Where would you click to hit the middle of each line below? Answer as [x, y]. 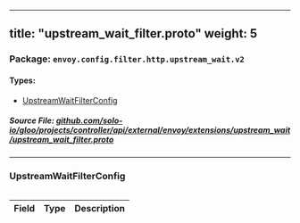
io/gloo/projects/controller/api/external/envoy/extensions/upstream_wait [150, 130]
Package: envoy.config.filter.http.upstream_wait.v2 [127, 59]
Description [100, 208]
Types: [22, 80]
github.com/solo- [89, 120]
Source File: [32, 120]
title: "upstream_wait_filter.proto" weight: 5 [133, 33]
